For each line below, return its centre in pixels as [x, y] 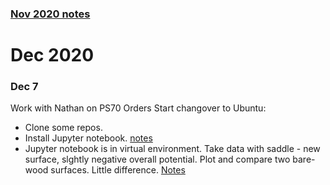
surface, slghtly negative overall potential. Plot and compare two [157, 159]
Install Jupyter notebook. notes [88, 138]
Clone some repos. [63, 128]
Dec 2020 [52, 55]
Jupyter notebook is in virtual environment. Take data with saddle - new [172, 149]
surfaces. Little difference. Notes [118, 170]
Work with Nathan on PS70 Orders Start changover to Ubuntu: [138, 108]
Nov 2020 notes [50, 14]
